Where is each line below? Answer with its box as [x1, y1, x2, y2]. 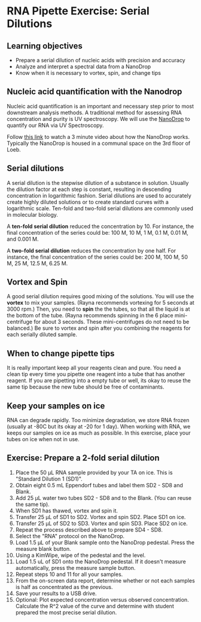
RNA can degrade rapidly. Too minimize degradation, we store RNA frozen [7, 417, 190, 424]
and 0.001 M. [7, 235, 39, 242]
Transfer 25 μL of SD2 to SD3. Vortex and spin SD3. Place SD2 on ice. [15, 520, 188, 527]
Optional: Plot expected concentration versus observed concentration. [15, 596, 189, 603]
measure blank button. [15, 545, 71, 552]
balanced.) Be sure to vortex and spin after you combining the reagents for [7, 324, 191, 332]
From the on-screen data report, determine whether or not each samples [15, 577, 195, 584]
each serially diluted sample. [7, 331, 77, 338]
